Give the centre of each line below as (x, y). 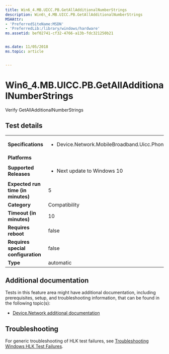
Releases (19, 174)
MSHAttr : (14, 19)
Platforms (20, 158)
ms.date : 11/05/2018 (27, 47)
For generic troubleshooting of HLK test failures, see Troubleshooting (77, 341)
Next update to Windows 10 (90, 171)
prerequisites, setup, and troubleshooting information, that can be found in (82, 298)
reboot (16, 234)
